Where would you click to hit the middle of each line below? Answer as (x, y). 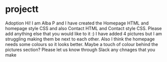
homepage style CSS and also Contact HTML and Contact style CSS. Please (83, 28)
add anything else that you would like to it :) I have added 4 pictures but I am (83, 33)
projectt (22, 9)
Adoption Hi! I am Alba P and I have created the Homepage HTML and (77, 23)
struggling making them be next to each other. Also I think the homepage (80, 39)
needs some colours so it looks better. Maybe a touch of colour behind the (82, 44)
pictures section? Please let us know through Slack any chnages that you (80, 49)
